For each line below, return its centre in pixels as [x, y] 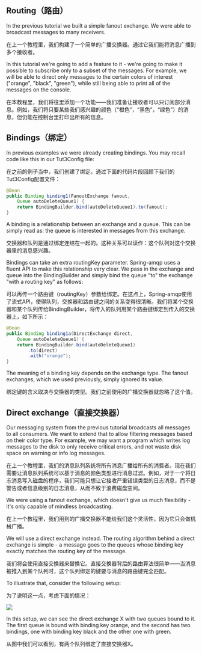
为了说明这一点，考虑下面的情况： [48, 595]
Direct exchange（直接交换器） [65, 413]
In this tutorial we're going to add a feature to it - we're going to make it [94, 64]
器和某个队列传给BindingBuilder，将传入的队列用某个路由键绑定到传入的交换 [101, 309]
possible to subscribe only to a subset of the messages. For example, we [96, 70]
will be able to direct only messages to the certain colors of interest [90, 76]
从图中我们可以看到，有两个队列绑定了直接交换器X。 [71, 644]
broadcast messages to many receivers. [56, 32]
